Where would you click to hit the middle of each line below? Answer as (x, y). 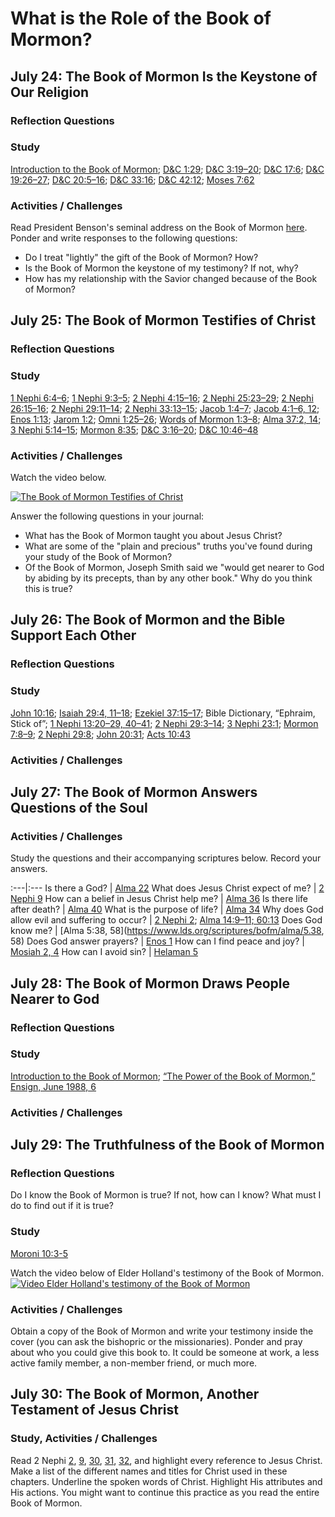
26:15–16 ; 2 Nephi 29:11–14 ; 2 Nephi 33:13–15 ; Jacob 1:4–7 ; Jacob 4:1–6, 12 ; (165, 408)
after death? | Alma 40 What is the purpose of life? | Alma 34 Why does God (167, 909)
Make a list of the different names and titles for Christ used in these (149, 1471)
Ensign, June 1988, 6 (53, 1086)
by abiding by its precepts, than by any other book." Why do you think (168, 578)
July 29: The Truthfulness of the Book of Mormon (167, 1145)
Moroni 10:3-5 (39, 1253)
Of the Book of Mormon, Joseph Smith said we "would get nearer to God (174, 567)
